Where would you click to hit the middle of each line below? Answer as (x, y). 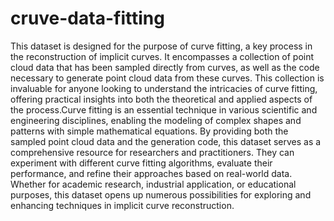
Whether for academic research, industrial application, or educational (153, 184)
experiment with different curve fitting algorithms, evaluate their (141, 163)
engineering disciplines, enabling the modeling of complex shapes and (156, 120)
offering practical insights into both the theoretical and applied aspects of (161, 99)
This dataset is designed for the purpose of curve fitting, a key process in (161, 46)
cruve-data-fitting (87, 18)
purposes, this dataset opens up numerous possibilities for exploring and (161, 194)
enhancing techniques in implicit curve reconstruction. (122, 205)
